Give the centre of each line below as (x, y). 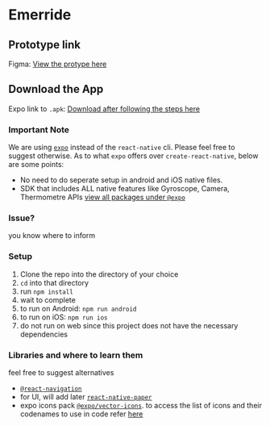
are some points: (36, 165)
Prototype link (45, 45)
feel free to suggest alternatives (61, 372)
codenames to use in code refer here (81, 414)
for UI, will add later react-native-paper (86, 397)
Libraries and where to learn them (76, 355)
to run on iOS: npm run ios (64, 317)
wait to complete (48, 299)
